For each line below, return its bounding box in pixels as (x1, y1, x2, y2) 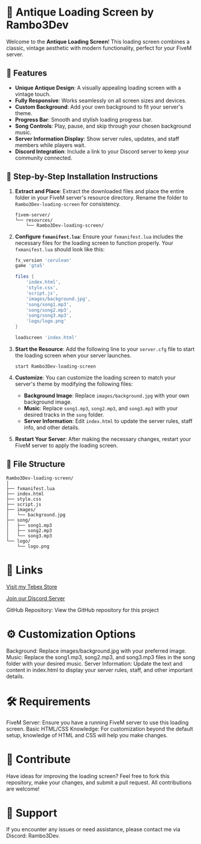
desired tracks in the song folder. (23, 411, 104, 418)
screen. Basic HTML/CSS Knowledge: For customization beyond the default (6, 725, 193, 732)
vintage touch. (14, 90, 51, 98)
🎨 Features (6, 68, 47, 79)
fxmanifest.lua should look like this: (14, 245, 105, 253)
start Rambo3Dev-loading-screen (14, 363, 96, 370)
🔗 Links (6, 563, 43, 576)
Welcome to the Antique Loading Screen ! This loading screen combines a (6, 38, 190, 45)
